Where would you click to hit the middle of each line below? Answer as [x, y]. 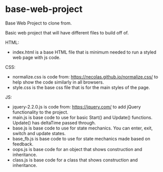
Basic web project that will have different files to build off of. [67, 32]
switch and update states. [39, 133]
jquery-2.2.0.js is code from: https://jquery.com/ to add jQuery [76, 106]
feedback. [23, 144]
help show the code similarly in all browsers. [58, 82]
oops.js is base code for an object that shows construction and [77, 149]
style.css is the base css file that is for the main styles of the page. [81, 87]
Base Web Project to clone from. [38, 23]
